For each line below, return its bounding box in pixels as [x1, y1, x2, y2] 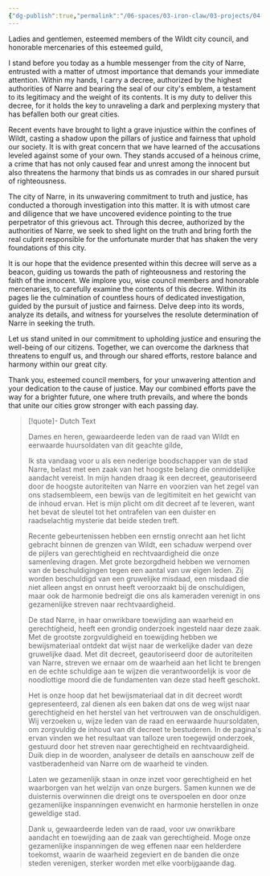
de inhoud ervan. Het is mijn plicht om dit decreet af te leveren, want [27, 498, 256, 508]
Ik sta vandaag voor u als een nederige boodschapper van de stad [27, 456, 248, 465]
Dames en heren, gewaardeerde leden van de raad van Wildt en [27, 432, 239, 441]
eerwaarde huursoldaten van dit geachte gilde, [27, 440, 183, 450]
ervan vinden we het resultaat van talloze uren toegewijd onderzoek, [27, 733, 256, 743]
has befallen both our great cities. [8, 109, 121, 119]
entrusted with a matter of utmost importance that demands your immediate [8, 66, 260, 76]
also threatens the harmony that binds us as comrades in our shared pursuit [8, 167, 260, 177]
